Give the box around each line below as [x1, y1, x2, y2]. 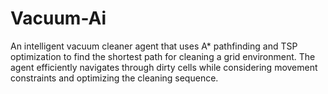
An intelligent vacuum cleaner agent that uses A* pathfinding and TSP [10, 40, 298, 52]
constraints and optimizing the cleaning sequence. [10, 72, 219, 84]
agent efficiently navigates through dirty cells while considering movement [10, 61, 318, 73]
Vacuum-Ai [10, 7, 107, 30]
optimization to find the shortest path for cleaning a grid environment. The [10, 50, 316, 62]
